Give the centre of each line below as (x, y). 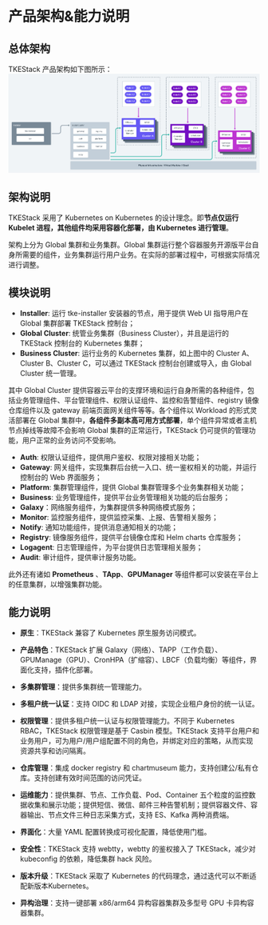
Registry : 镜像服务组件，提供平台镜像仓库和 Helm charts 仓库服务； (131, 538)
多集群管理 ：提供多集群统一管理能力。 (83, 687)
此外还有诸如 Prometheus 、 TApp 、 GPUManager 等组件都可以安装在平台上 (134, 575)
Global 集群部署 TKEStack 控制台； (77, 323)
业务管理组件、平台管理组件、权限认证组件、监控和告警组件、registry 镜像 (137, 400)
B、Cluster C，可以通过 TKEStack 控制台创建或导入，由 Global (148, 363)
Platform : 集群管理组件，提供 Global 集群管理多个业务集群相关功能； (132, 487)
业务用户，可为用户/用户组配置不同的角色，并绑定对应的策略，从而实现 (136, 740)
